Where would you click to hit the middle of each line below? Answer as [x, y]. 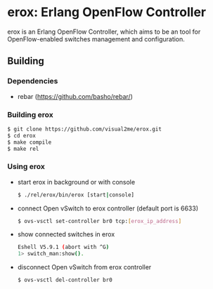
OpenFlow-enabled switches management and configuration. [96, 39]
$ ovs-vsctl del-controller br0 [65, 280]
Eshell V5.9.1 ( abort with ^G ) [63, 247]
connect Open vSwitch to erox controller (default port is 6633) [108, 208]
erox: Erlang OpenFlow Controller [106, 12]
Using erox [26, 167]
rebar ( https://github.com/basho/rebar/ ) [75, 96]
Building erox [31, 114]
